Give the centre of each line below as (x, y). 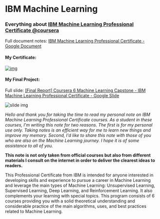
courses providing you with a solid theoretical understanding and (70, 201)
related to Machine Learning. (34, 211)
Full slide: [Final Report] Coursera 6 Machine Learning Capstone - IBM (75, 90)
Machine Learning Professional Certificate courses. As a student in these (79, 120)
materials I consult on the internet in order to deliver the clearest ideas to (80, 160)
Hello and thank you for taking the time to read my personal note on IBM (78, 114)
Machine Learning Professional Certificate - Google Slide (62, 95)
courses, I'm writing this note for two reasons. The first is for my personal (79, 125)
